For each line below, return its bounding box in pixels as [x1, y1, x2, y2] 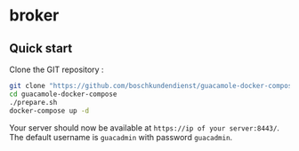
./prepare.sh [9, 98, 58, 107]
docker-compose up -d [9, 106, 90, 115]
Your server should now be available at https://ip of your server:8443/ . [9, 122, 280, 133]
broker [9, 5, 60, 26]
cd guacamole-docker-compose [9, 90, 117, 99]
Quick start [9, 41, 73, 56]
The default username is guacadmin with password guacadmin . [9, 131, 233, 142]
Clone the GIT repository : [9, 64, 104, 75]
